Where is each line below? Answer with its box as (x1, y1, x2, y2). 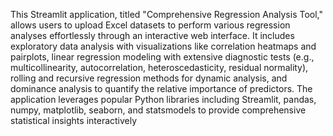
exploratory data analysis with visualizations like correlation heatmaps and (10, 40, 317, 52)
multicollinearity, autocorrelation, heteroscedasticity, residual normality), (10, 62, 309, 73)
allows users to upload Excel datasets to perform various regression (10, 19, 291, 31)
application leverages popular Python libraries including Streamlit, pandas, (10, 94, 317, 105)
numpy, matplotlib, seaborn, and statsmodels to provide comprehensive (10, 104, 307, 116)
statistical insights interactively (10, 115, 138, 126)
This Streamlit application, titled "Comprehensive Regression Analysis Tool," (10, 9, 324, 20)
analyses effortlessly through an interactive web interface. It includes (10, 30, 295, 41)
